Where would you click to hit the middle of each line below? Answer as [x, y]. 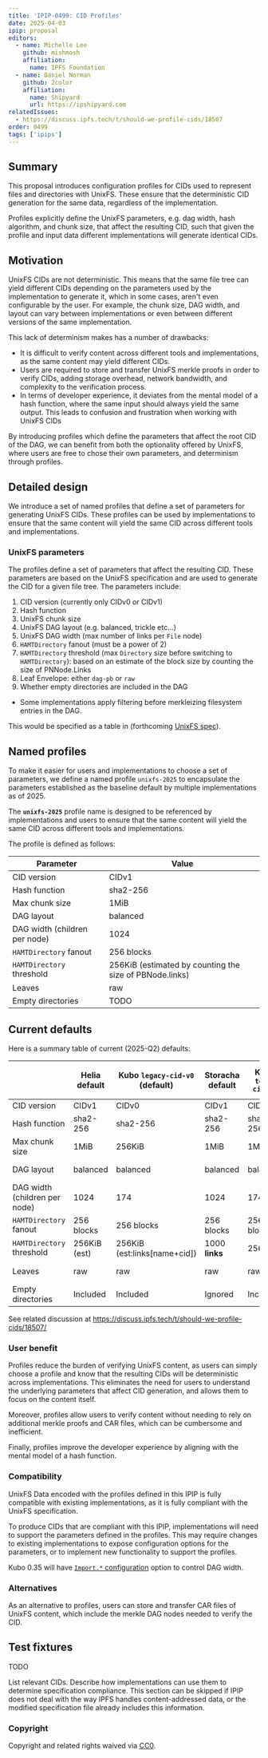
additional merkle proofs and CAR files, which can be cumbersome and [125, 1423]
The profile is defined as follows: [62, 844]
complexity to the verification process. [83, 387]
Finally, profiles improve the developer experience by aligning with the [124, 1447]
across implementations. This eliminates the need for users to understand [129, 1383]
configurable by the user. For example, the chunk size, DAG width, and [124, 305]
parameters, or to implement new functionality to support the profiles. [123, 1552]
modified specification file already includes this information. [106, 1707]
